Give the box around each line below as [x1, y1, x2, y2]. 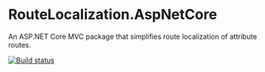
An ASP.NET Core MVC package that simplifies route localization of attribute [8, 32, 257, 41]
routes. [8, 40, 32, 49]
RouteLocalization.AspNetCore [8, 6, 218, 24]
